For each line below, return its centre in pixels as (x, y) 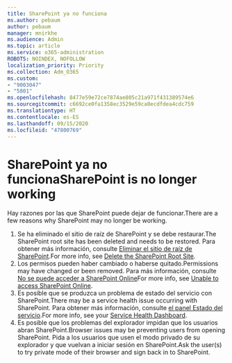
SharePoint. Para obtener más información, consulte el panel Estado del (120, 308)
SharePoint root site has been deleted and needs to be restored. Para (116, 241)
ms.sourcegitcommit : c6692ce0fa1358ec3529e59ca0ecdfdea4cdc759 (101, 104)
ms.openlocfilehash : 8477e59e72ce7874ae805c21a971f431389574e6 (101, 98)
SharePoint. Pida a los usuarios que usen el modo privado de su (108, 337)
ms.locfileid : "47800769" (44, 130)
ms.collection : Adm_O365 (43, 72)
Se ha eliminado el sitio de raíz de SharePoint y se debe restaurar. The (117, 234)
